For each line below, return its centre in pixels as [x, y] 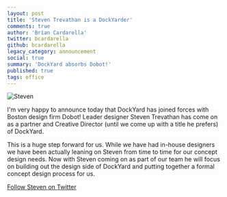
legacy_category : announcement [52, 52]
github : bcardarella [37, 45]
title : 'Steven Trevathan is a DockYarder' [70, 20]
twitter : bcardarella [38, 39]
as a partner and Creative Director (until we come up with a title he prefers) [113, 124]
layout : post [26, 13]
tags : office [26, 77]
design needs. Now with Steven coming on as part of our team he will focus [114, 159]
